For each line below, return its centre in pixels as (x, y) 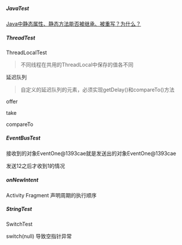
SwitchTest (19, 224)
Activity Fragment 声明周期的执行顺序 (51, 195)
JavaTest (18, 8)
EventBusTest (23, 138)
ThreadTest (21, 38)
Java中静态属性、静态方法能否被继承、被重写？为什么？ (74, 24)
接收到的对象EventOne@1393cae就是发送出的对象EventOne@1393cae (91, 153)
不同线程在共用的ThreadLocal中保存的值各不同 (77, 64)
